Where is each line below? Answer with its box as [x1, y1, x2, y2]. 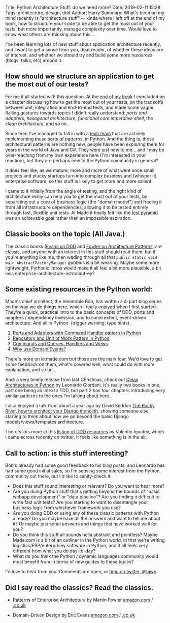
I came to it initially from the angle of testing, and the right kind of [5, 188, 142, 194]
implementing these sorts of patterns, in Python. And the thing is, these [5, 136, 155, 142]
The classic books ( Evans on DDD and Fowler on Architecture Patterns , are [5, 243, 162, 249]
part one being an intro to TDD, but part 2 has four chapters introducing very [5, 388, 165, 394]
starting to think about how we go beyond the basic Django [5, 413, 129, 420]
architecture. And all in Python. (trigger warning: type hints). [5, 320, 131, 326]
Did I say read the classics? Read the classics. [5, 583, 154, 592]
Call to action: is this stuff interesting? [5, 449, 128, 457]
